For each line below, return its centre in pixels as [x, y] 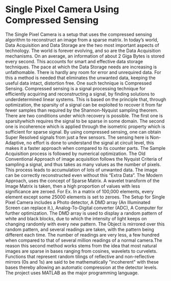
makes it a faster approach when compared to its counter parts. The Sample [86, 148]
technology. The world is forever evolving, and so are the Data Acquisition [83, 50]
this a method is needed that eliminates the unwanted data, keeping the [80, 78]
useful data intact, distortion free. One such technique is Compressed [79, 83]
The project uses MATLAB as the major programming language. [72, 273]
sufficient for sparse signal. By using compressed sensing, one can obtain [83, 132]
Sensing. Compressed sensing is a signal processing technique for [75, 88]
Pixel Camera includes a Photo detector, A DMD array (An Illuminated [78, 202]
